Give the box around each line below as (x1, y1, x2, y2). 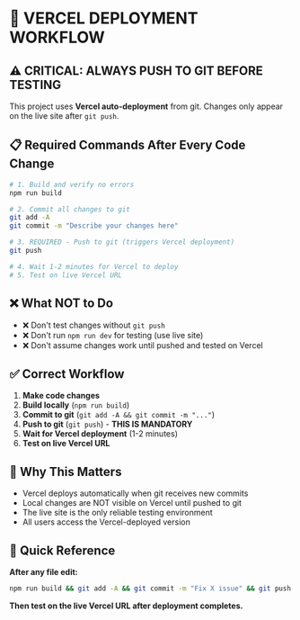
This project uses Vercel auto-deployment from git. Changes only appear (9, 101, 284, 112)
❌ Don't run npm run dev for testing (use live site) (22, 329, 204, 340)
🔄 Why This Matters (9, 463, 122, 480)
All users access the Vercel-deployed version (22, 517, 190, 527)
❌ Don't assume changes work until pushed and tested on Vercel (22, 339, 263, 350)
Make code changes (22, 391, 101, 401)
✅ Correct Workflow (9, 366, 125, 382)
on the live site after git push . (9, 111, 119, 121)
